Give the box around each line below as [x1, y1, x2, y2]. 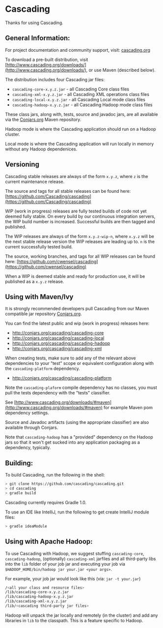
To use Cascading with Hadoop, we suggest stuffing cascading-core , [5, 550, 144, 556]
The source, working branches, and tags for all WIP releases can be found [5, 253, 156, 259]
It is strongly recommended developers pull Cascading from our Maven [5, 306, 149, 312]
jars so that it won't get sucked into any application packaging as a [5, 439, 140, 446]
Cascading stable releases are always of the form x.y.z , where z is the [5, 173, 148, 179]
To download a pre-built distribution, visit [5, 57, 88, 62]
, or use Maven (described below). [86, 67, 156, 73]
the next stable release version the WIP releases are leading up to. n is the [5, 239, 155, 244]
